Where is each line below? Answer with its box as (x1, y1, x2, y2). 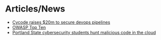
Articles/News (5, 3, 65, 14)
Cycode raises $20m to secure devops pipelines (12, 19, 110, 25)
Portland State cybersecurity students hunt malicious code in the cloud (12, 29, 156, 35)
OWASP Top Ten (12, 24, 46, 30)
